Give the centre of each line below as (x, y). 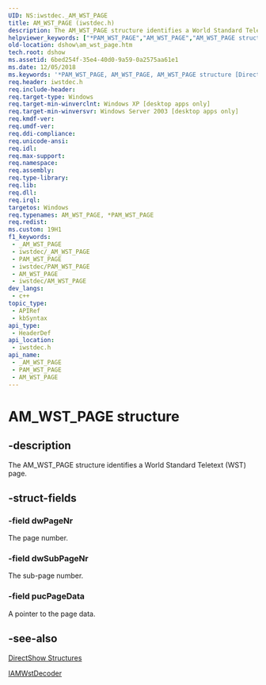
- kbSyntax (29, 318)
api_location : (32, 341)
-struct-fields (42, 498)
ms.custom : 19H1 (35, 230)
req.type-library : (38, 178)
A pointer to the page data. (52, 614)
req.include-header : (42, 89)
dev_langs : (26, 289)
